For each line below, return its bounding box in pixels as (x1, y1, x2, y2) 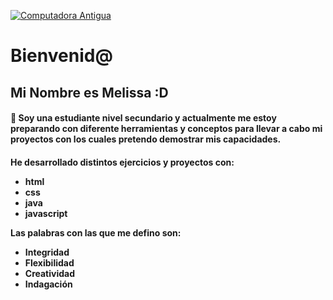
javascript (24, 207, 68, 219)
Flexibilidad (24, 256, 75, 269)
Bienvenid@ (10, 45, 113, 67)
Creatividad (24, 267, 76, 279)
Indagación (24, 278, 73, 290)
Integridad (24, 246, 70, 258)
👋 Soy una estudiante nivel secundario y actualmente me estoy (10, 112, 277, 124)
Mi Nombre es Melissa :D (10, 84, 169, 101)
